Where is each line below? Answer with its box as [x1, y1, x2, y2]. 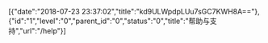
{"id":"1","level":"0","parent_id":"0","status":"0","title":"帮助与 [8, 16, 211, 25]
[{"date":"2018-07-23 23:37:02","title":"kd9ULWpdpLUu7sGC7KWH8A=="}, [8, 7, 260, 16]
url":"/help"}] [23, 26, 66, 35]
